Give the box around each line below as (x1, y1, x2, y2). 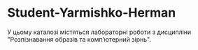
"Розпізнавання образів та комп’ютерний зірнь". (7, 35, 152, 43)
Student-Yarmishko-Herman (7, 5, 176, 21)
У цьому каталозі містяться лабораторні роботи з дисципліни (7, 28, 192, 36)
